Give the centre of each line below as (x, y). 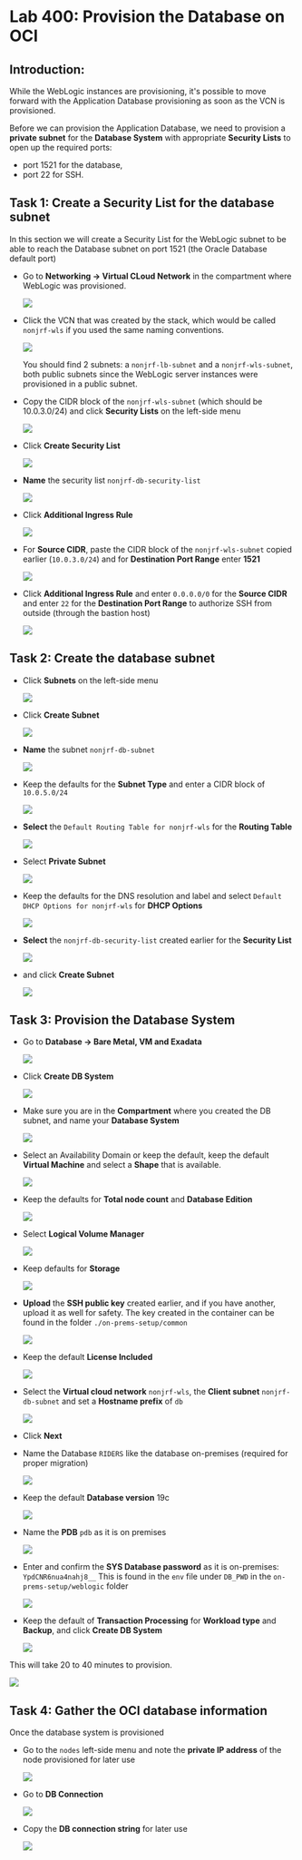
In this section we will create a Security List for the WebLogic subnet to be (148, 239)
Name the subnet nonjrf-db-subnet (89, 749)
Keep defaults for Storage (71, 1268)
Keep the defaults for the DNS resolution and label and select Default (152, 896)
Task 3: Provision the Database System (122, 1020)
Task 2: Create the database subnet (112, 658)
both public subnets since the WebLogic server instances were (140, 374)
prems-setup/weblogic (63, 1587)
